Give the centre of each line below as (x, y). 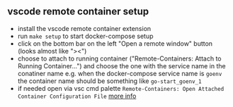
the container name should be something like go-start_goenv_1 (109, 81)
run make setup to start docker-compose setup (85, 36)
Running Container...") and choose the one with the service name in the (121, 65)
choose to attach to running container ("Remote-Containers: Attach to (119, 58)
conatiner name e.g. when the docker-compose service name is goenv (120, 73)
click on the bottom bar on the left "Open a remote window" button (115, 43)
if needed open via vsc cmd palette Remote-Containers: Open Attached (121, 88)
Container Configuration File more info (77, 96)
